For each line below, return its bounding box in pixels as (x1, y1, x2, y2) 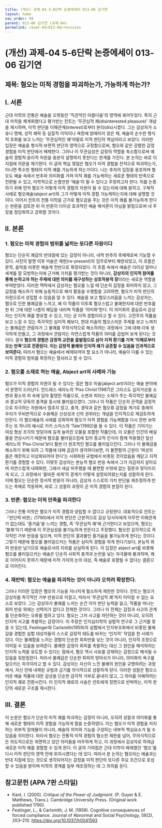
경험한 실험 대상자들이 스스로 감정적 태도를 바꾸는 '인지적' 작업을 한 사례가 (14, 631, 153, 637)
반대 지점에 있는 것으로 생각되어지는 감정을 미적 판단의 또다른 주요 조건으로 (5, 757, 146, 763)
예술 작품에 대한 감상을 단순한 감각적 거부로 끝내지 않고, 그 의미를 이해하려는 (14, 673, 157, 679)
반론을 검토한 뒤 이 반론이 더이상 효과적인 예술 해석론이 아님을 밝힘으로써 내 (10, 203, 152, 209)
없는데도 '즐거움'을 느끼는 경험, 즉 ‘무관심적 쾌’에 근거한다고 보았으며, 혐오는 (10, 520, 153, 526)
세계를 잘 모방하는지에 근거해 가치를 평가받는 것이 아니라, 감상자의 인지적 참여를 (5, 270, 154, 276)
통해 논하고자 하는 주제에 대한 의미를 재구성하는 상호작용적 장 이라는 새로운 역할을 (5, 277, 156, 282)
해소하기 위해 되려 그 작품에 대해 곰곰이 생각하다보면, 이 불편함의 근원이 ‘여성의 (5, 447, 153, 453)
